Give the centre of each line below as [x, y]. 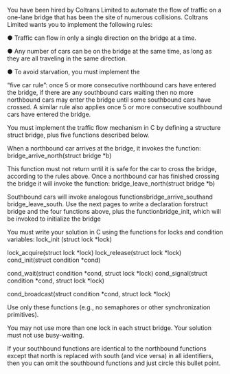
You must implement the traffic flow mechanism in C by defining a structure [114, 128]
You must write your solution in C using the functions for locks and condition [115, 232]
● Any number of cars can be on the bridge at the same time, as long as [110, 51]
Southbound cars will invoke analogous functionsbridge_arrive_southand [110, 197]
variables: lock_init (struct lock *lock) [59, 239]
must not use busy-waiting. [46, 335]
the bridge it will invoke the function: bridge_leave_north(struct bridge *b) [111, 184]
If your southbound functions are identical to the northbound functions [107, 349]
